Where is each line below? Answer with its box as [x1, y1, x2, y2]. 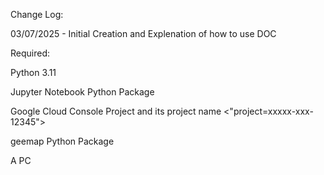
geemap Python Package [10, 135, 115, 147]
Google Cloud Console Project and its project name [10, 105, 222, 117]
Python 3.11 [10, 67, 57, 78]
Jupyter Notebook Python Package [10, 86, 155, 98]
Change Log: [10, 9, 64, 20]
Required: [10, 47, 51, 59]
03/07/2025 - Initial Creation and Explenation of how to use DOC [10, 28, 277, 39]
